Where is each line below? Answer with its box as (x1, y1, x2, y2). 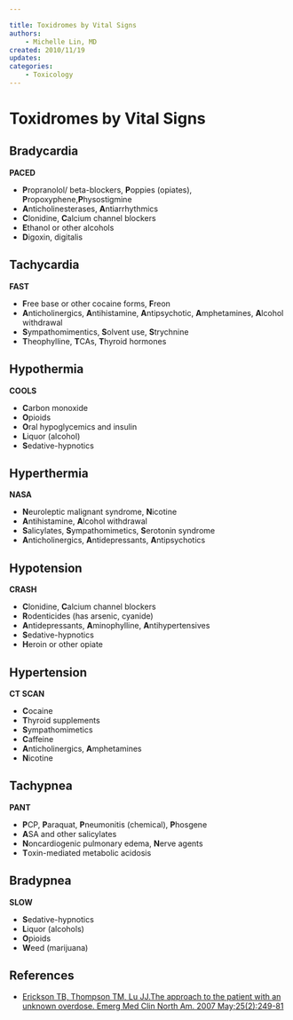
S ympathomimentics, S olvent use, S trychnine (21, 326, 189, 337)
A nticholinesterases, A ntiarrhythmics (21, 203, 159, 214)
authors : (9, 28, 42, 38)
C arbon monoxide (21, 402, 89, 413)
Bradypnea (9, 874, 72, 889)
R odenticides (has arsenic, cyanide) (21, 611, 154, 621)
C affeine (21, 733, 54, 744)
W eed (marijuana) (21, 942, 89, 953)
